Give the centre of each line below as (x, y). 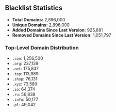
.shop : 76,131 (25, 79)
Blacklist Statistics (34, 8)
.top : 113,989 (25, 74)
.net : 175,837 (25, 69)
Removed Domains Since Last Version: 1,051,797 (62, 35)
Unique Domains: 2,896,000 (41, 25)
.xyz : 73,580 (25, 84)
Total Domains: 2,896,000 (39, 19)
